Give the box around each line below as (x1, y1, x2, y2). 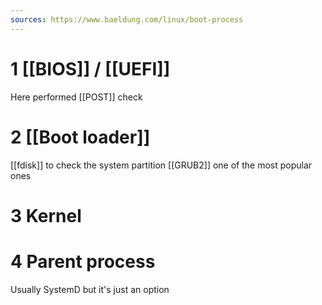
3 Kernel (10, 204, 82, 227)
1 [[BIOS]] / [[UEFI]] (10, 57, 171, 80)
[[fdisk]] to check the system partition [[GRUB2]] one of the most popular (10, 159, 313, 171)
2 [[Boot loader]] (10, 126, 151, 148)
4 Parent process (10, 250, 156, 273)
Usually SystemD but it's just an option (10, 283, 170, 295)
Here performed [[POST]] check (10, 91, 143, 103)
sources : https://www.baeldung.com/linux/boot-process (10, 14, 244, 25)
